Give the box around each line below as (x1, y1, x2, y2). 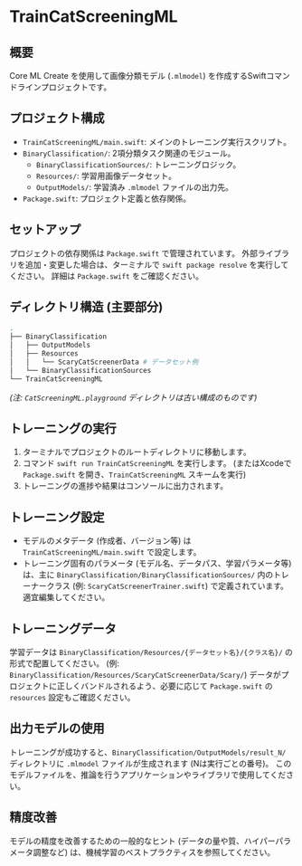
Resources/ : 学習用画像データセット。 (35, 170, 176, 181)
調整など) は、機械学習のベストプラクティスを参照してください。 (33, 846, 276, 857)
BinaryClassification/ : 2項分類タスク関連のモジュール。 (22, 148, 236, 158)
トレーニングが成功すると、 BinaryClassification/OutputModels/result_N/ (9, 747, 287, 757)
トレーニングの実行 (9, 421, 117, 436)
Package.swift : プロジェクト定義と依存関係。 (22, 193, 192, 204)
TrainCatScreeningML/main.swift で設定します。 (22, 547, 202, 557)
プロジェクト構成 (9, 110, 105, 126)
